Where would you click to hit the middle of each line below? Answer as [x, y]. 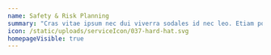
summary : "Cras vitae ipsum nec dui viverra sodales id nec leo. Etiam [131, 23]
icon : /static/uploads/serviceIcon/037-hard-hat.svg [98, 31]
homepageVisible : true [46, 38]
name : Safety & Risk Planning [59, 16]
